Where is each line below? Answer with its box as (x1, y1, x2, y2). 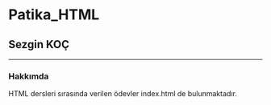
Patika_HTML (8, 6, 100, 24)
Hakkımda (8, 71, 49, 82)
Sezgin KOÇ (8, 38, 70, 51)
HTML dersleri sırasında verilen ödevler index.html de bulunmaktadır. (8, 89, 238, 99)
